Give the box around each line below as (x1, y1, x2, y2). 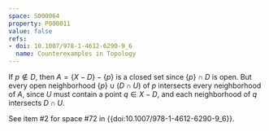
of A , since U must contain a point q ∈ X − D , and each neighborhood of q (8, 90, 258, 98)
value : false (8, 27, 53, 35)
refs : (8, 34, 27, 43)
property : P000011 (8, 20, 71, 28)
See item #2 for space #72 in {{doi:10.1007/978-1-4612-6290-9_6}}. (8, 114, 235, 123)
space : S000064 (8, 11, 60, 20)
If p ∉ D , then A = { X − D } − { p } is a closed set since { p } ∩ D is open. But (8, 72, 252, 81)
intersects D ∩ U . (8, 98, 65, 107)
